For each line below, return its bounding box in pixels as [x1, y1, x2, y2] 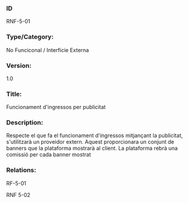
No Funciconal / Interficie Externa [6, 46, 89, 53]
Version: [6, 61, 32, 69]
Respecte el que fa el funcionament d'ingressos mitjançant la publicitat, [6, 132, 183, 139]
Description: [6, 119, 43, 127]
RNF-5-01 [6, 18, 31, 25]
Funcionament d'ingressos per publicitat [6, 104, 106, 111]
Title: [6, 90, 22, 98]
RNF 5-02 [6, 191, 31, 198]
